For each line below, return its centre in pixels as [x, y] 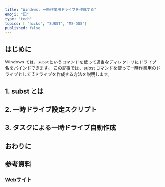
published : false [23, 28]
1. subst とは [24, 91]
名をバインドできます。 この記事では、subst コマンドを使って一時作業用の [81, 68]
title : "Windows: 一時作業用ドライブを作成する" [51, 10]
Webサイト [18, 179]
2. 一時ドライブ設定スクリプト [51, 109]
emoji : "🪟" [17, 14]
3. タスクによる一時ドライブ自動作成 [61, 128]
